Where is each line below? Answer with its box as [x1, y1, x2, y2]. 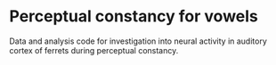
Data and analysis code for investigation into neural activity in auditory [9, 36, 267, 46]
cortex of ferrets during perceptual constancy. [9, 45, 179, 55]
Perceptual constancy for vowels [9, 6, 258, 27]
